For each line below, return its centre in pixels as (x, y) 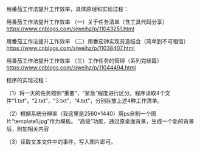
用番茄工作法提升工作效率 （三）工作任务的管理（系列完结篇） (84, 61)
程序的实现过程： (28, 80)
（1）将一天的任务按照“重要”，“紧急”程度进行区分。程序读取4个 (86, 93)
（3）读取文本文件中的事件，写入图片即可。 (61, 142)
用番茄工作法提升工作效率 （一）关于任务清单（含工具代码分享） (87, 22)
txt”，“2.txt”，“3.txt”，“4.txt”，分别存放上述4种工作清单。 (90, 100)
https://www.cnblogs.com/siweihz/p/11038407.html (71, 48)
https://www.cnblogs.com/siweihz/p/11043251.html (71, 29)
